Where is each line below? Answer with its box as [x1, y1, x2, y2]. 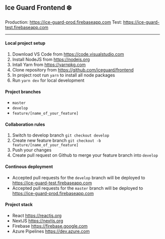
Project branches [5, 89, 41, 95]
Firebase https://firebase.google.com [12, 223, 88, 229]
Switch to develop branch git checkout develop [12, 132, 110, 138]
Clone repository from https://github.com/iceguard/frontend [12, 67, 134, 73]
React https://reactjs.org [12, 212, 62, 218]
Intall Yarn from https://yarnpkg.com [12, 62, 86, 68]
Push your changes [12, 147, 52, 153]
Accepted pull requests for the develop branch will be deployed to [12, 174, 145, 180]
